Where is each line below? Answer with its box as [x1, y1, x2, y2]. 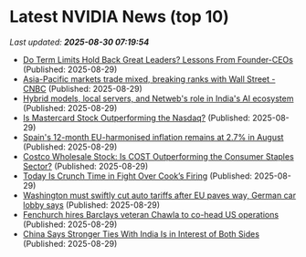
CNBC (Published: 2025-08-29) [22, 83, 143, 94]
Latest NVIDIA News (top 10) [9, 6, 230, 27]
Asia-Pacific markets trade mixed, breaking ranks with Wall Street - [22, 73, 276, 84]
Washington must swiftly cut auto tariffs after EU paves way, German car [22, 190, 297, 200]
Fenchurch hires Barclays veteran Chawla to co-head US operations [22, 209, 280, 220]
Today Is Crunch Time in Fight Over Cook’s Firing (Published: [22, 170, 253, 181]
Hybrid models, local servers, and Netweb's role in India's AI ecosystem [22, 93, 294, 104]
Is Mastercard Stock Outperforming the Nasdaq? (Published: [22, 112, 251, 123]
